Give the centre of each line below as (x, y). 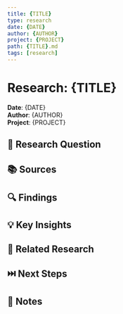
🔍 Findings (32, 197)
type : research (30, 20)
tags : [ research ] (33, 54)
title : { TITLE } (30, 14)
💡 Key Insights (39, 225)
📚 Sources (32, 169)
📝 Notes (25, 301)
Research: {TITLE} (62, 88)
